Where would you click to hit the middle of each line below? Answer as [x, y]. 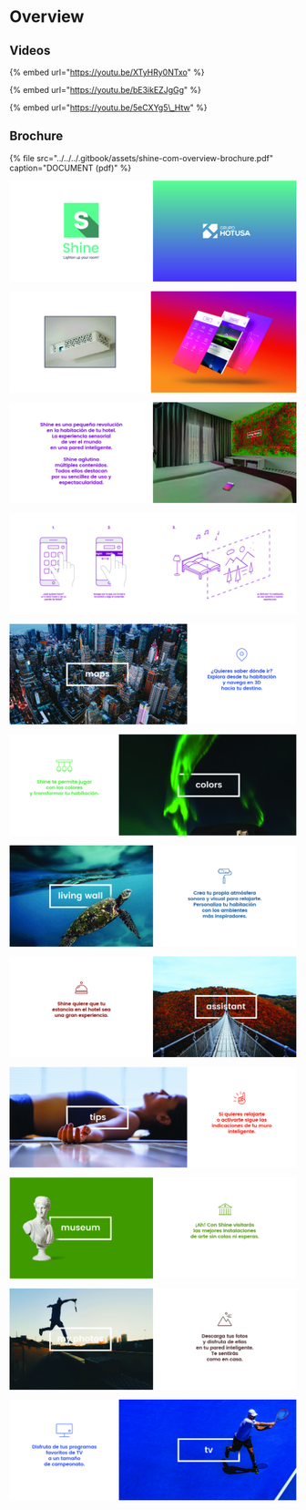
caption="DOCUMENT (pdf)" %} [71, 168]
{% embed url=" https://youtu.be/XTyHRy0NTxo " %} [107, 72]
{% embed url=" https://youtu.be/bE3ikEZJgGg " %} [106, 90]
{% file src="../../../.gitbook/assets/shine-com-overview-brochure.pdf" [141, 158]
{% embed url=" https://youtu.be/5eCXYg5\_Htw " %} [108, 108]
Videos [30, 51]
